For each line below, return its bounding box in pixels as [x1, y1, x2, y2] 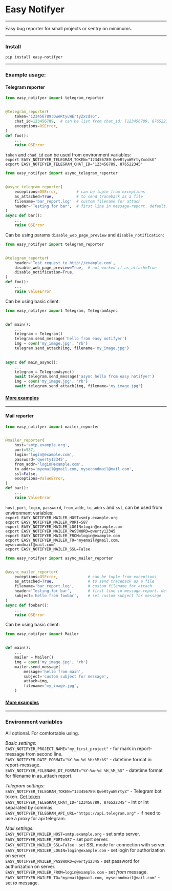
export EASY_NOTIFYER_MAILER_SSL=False [5, 546, 91, 552]
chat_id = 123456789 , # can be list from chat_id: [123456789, [14, 118, 150, 124]
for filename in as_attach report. [5, 773, 73, 779]
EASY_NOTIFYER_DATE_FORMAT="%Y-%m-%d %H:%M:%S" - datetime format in [5, 756, 152, 762]
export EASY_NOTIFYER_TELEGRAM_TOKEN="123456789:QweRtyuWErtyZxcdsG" [5, 157, 157, 163]
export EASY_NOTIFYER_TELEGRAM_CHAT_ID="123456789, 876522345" [5, 162, 143, 167]
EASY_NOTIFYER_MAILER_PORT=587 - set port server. [5, 836, 109, 842]
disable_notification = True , [14, 270, 74, 275]
